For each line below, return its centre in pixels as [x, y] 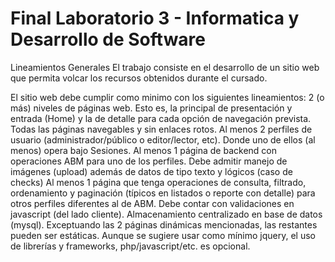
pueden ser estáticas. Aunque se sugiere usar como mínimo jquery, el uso [163, 235]
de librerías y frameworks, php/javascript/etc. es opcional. [130, 246]
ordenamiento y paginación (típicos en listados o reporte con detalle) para [163, 193]
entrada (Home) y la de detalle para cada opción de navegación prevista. [161, 118]
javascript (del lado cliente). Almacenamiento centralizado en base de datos [166, 214]
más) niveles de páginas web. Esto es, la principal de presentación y [151, 108]
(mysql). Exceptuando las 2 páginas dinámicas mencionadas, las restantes [164, 224]
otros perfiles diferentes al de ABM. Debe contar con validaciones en [152, 203]
